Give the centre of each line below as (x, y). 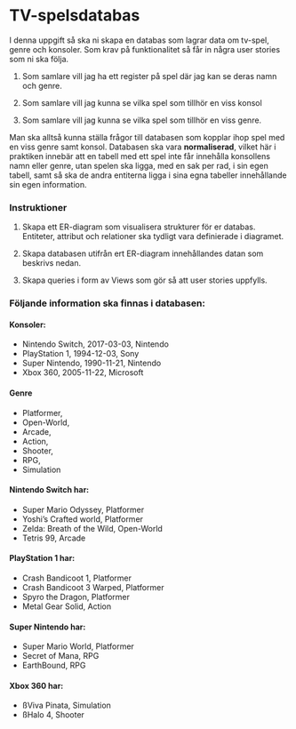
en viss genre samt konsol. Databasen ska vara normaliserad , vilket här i (143, 147)
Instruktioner (38, 207)
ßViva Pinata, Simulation (66, 705)
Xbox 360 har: (36, 685)
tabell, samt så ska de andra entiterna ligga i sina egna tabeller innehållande (148, 175)
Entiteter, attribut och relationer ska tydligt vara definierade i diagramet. (153, 236)
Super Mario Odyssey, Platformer (83, 509)
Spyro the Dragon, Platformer (76, 597)
